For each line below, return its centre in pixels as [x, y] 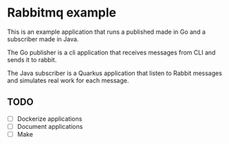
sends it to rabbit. [32, 59]
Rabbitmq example [62, 13]
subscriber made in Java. [43, 39]
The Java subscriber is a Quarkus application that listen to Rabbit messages [115, 73]
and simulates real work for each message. [68, 80]
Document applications [50, 126]
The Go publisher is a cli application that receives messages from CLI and [111, 52]
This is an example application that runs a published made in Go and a [107, 32]
